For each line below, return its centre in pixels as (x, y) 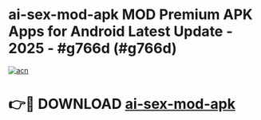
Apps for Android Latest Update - (121, 31)
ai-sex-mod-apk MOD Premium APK (130, 15)
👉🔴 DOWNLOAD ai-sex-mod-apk (122, 104)
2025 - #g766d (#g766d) (93, 48)
